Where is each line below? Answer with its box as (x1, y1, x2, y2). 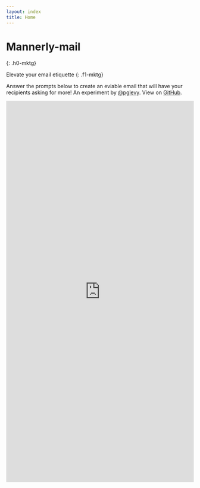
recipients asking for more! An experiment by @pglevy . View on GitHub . (6, 89, 183, 96)
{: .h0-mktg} (6, 60, 37, 67)
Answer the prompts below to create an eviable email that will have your (6, 83, 183, 90)
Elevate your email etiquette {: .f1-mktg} (6, 71, 104, 78)
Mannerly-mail (6, 40, 81, 54)
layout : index (6, 8, 42, 15)
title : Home (6, 14, 36, 20)
